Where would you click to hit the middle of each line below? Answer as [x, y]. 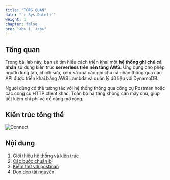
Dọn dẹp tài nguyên [33, 172]
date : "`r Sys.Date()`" [31, 15]
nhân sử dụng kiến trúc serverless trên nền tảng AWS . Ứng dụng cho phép [85, 67]
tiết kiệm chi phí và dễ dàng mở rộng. [44, 99]
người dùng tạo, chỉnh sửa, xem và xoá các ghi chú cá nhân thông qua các [84, 72]
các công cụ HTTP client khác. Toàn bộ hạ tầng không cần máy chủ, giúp [82, 93]
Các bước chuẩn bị [32, 161]
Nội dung [20, 143]
